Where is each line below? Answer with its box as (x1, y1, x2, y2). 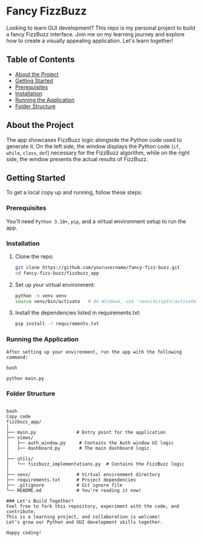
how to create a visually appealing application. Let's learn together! (6, 37, 174, 44)
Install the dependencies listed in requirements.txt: (14, 309, 141, 316)
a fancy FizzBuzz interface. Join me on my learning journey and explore (6, 30, 185, 37)
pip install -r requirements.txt (14, 321, 99, 327)
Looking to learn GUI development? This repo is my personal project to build (6, 24, 196, 31)
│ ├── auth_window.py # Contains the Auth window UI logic (6, 439, 174, 446)
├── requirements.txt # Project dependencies (6, 477, 136, 483)
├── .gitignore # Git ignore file (6, 482, 122, 488)
